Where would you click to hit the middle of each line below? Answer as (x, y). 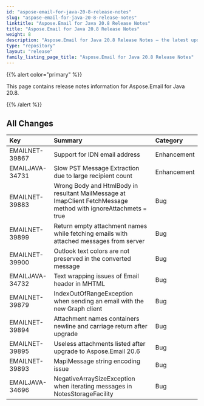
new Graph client (78, 309)
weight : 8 (19, 35)
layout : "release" (29, 52)
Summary (68, 140)
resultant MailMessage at (90, 193)
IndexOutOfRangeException (93, 294)
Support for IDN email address (97, 154)
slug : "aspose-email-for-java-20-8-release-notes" (72, 18)
